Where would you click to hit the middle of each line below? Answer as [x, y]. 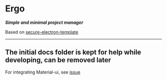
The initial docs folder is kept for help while [73, 52]
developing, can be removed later [58, 60]
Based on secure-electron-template [42, 32]
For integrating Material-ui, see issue [43, 72]
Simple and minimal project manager [44, 22]
